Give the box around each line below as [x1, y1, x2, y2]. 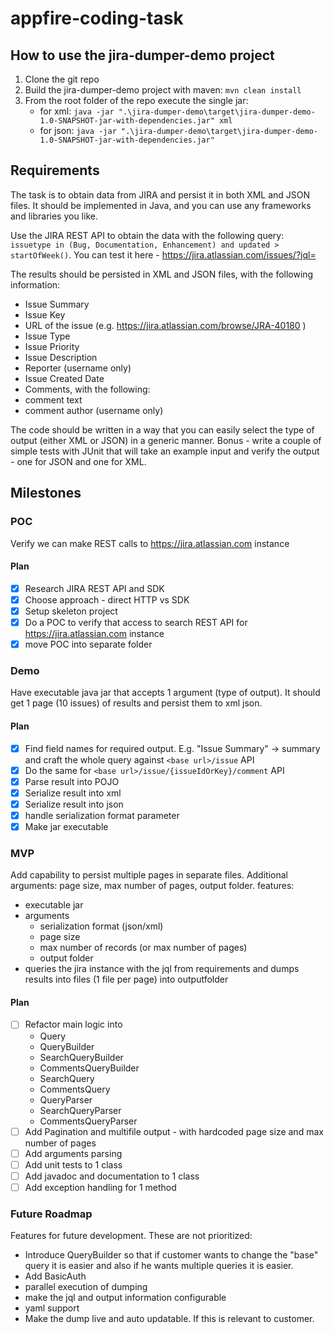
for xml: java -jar [39, 105, 115, 117]
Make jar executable [24, 820, 109, 832]
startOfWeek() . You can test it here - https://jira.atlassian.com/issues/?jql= [10, 248, 317, 261]
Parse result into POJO [24, 775, 120, 787]
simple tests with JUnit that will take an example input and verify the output [10, 445, 320, 457]
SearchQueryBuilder [39, 1051, 124, 1063]
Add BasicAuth [24, 1270, 87, 1282]
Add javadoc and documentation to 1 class [24, 1170, 200, 1182]
